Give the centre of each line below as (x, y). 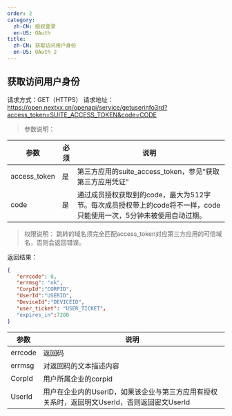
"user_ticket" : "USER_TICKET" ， (62, 308)
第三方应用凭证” (103, 181)
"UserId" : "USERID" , (44, 296)
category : (21, 20)
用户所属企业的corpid (78, 379)
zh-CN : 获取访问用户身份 (45, 46)
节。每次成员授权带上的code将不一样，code (149, 205)
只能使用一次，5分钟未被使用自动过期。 (142, 215)
